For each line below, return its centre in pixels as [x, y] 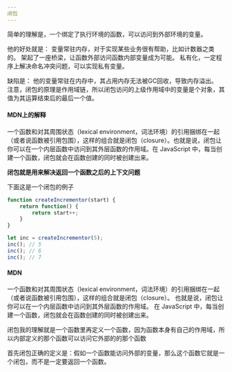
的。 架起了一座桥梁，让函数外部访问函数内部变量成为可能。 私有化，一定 [112, 57]
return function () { [49, 206]
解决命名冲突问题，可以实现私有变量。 [74, 66]
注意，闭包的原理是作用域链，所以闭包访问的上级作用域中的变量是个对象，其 [116, 89]
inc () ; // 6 [24, 251]
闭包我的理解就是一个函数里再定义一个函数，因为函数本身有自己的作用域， [113, 329]
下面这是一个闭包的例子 [40, 186]
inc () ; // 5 [24, 245]
